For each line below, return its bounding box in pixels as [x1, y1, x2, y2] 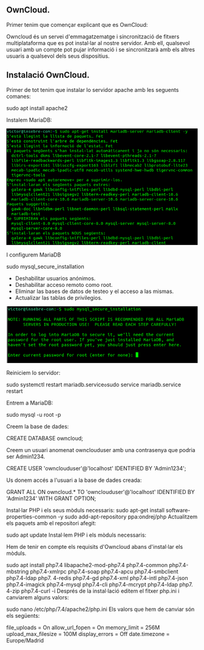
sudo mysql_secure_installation [6, 263, 84, 270]
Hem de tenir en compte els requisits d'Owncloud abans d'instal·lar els [6, 543, 183, 551]
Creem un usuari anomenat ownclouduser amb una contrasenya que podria [6, 447, 195, 454]
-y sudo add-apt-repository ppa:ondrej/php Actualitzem [57, 513, 198, 520]
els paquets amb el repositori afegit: [6, 520, 97, 527]
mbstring [6, 568, 29, 575]
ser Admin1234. [6, 453, 46, 461]
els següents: [6, 612, 40, 620]
